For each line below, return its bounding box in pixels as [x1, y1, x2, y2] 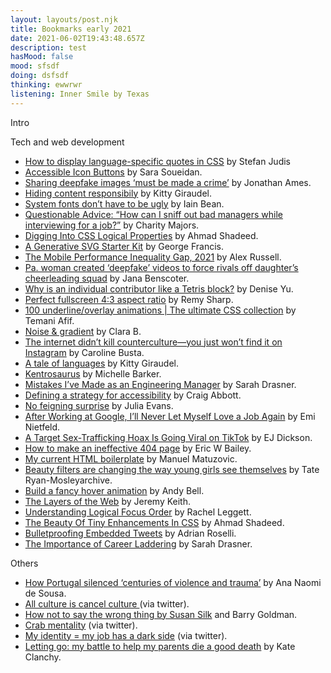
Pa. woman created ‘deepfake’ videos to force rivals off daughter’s [24, 261, 299, 273]
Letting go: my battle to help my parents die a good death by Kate [24, 640, 296, 652]
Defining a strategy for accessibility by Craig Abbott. [24, 389, 242, 401]
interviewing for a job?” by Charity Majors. [24, 219, 200, 231]
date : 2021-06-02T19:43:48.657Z [10, 33, 145, 43]
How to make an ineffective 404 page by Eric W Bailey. [24, 442, 252, 454]
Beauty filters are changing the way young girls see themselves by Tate [24, 463, 320, 475]
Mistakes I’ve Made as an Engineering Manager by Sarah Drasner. [24, 378, 297, 390]
